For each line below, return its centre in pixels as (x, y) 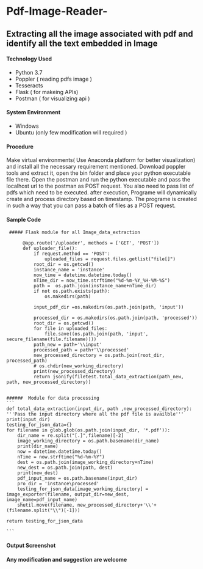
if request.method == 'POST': (72, 254)
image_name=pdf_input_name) (42, 500)
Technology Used (29, 59)
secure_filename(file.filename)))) (52, 340)
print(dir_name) (38, 446)
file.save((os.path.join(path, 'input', (97, 334)
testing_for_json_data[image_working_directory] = (83, 489)
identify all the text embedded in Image (82, 43)
